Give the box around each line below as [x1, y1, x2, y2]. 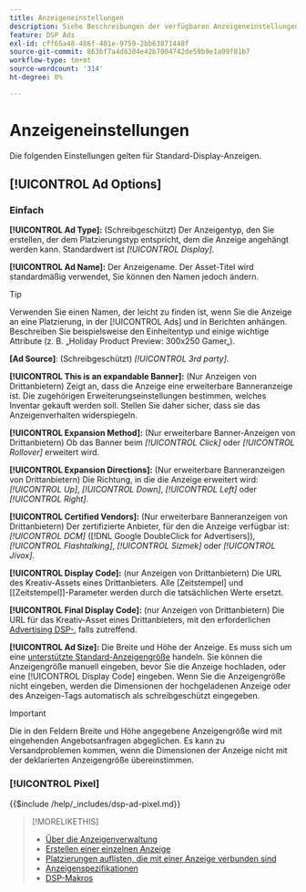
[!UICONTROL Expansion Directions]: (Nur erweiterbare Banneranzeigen [9, 464, 285, 475]
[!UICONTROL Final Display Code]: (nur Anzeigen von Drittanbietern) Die [9, 605, 285, 616]
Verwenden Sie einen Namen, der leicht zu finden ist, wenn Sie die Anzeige [9, 306, 292, 317]
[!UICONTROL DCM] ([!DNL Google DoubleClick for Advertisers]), [9, 531, 256, 542]
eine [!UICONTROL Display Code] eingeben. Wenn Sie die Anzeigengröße [9, 671, 286, 682]
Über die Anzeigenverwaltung [45, 834, 158, 845]
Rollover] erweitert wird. [9, 447, 100, 458]
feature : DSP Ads [9, 30, 76, 39]
